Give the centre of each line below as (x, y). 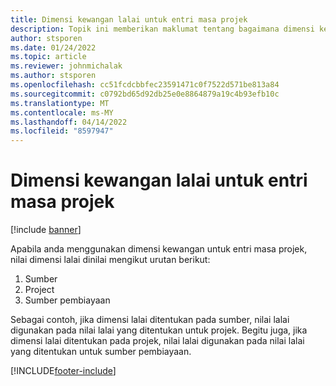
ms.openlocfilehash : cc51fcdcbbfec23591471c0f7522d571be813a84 (145, 85)
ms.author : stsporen (53, 76)
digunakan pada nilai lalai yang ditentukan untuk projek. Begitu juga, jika (159, 330)
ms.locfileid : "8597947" (62, 131)
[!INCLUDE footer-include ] (63, 371)
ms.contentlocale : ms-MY (62, 112)
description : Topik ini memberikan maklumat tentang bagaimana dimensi (162, 29)
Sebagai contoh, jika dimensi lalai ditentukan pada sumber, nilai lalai (150, 320)
